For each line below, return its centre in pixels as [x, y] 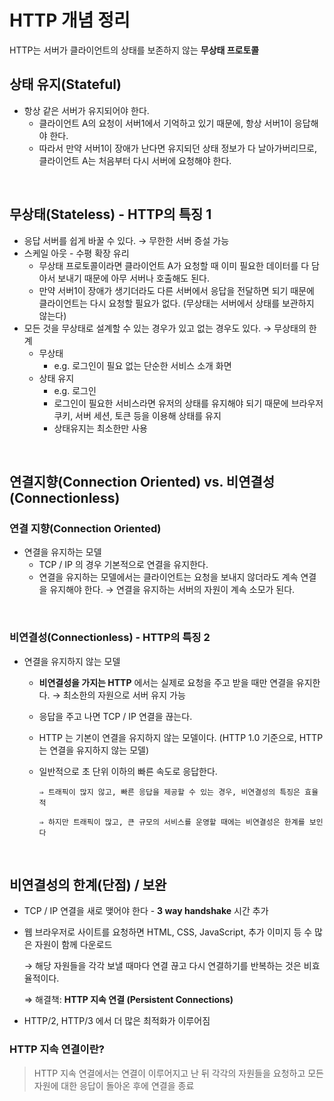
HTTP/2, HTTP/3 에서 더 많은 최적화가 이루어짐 [117, 1021]
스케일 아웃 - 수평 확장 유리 [76, 253]
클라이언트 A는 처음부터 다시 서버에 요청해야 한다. [135, 160]
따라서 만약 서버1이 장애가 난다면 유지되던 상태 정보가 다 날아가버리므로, [178, 148]
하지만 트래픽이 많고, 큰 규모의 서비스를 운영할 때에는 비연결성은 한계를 [176, 822]
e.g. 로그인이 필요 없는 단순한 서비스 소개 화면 [142, 365]
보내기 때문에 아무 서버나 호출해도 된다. [133, 278]
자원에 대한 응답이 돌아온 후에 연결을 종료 [114, 1085]
